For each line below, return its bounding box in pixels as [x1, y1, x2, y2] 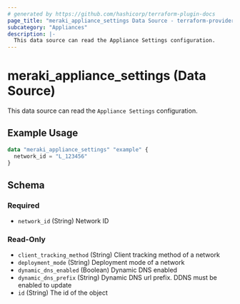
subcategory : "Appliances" [7, 24, 88, 31]
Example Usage [7, 127, 79, 139]
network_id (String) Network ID [17, 217, 109, 226]
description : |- [7, 30, 56, 38]
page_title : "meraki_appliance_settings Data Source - [7, 17, 174, 24]
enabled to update [17, 281, 72, 290]
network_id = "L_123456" [14, 153, 88, 160]
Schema [7, 179, 45, 191]
